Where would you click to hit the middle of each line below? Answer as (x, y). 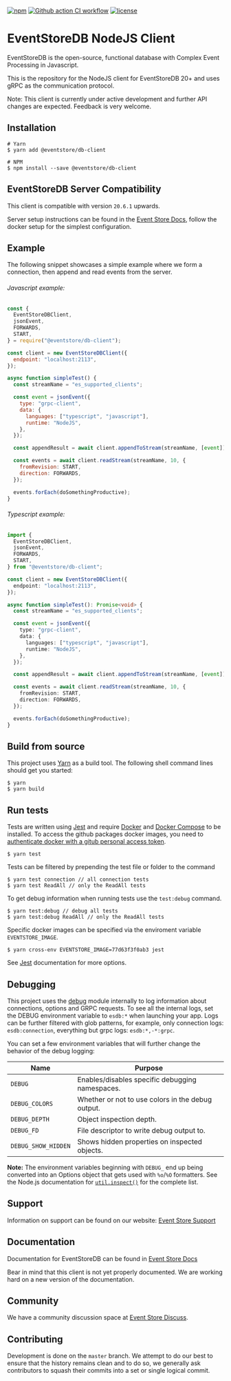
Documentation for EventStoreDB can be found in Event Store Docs (102, 1258)
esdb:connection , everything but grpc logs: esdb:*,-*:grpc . (91, 1030)
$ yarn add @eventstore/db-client (57, 150)
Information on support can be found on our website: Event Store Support (111, 1220)
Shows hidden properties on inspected (140, 1142)
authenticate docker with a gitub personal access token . (87, 842)
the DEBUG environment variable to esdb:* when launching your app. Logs (113, 1015)
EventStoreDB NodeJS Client (91, 39)
